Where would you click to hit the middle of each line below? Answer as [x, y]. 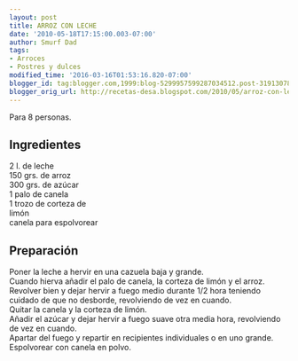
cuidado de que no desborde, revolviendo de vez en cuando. [121, 300]
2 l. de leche [32, 166]
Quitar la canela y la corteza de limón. [78, 310]
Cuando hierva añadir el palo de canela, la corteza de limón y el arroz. [137, 281]
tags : [19, 51]
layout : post [33, 17]
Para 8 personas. [40, 117]
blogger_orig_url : [43, 91]
